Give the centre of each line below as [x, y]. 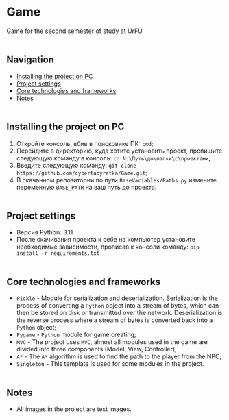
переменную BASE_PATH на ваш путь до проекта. [86, 187]
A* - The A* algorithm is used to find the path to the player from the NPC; [119, 356]
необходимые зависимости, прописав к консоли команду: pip [108, 247]
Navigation [30, 60]
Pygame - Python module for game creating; [76, 335]
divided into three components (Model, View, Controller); [97, 349]
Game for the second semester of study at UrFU [75, 31]
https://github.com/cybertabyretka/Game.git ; [82, 173]
